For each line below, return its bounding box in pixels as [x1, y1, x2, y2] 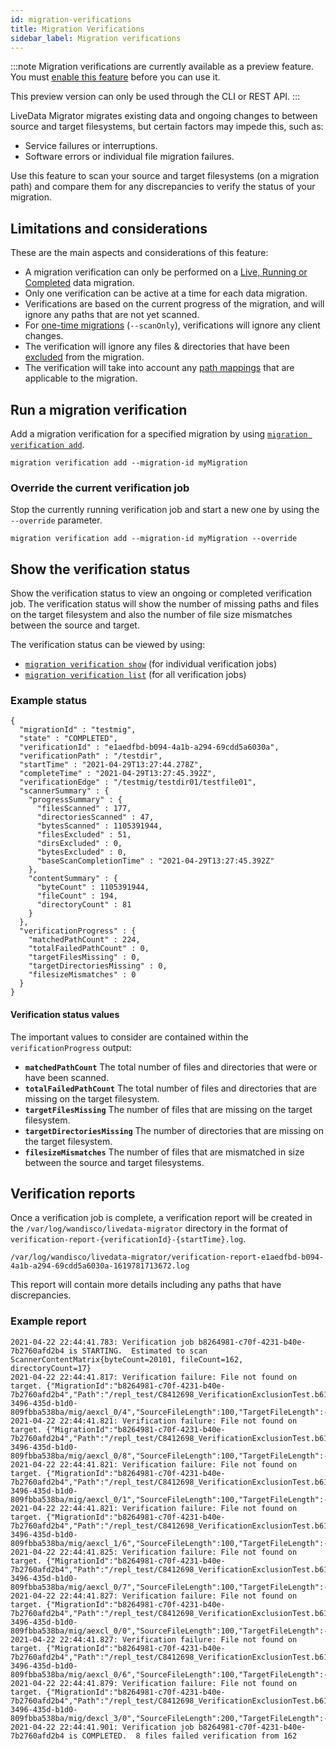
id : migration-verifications [10, 14, 132, 25]
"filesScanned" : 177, [36, 804, 132, 814]
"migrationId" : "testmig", [19, 725, 137, 735]
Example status [10, 694, 88, 708]
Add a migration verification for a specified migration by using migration [10, 428, 308, 440]
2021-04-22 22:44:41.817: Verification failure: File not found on [10, 1372, 298, 1382]
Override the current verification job [10, 481, 190, 495]
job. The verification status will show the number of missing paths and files [10, 598, 320, 610]
